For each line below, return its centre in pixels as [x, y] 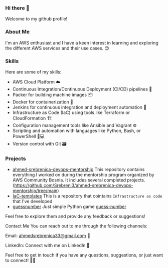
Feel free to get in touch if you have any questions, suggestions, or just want [84, 255]
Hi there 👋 [18, 8]
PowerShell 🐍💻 [29, 136]
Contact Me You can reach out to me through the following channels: [76, 226]
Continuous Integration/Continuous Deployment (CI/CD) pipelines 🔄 [82, 89]
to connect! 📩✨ [21, 260]
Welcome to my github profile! [36, 19]
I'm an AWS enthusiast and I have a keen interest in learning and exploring [82, 42]
